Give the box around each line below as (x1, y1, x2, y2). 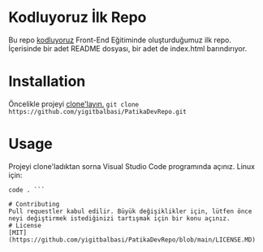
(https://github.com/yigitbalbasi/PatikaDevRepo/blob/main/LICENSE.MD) (8, 236, 256, 244)
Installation (8, 72, 86, 91)
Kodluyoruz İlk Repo (8, 8, 147, 27)
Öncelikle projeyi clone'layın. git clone (8, 98, 140, 109)
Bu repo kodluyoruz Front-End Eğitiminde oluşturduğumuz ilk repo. (8, 35, 232, 45)
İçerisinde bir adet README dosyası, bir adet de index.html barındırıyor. (8, 43, 248, 53)
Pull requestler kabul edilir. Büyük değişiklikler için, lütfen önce (8, 207, 252, 215)
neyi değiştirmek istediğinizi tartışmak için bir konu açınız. (8, 214, 231, 223)
